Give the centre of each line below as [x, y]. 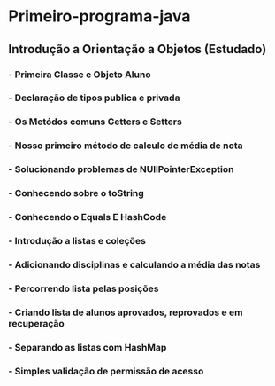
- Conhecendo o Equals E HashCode [88, 217]
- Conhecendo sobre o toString [76, 193]
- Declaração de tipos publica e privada [94, 98]
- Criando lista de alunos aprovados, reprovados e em [126, 312]
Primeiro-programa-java [99, 16]
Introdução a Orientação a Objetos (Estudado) [137, 49]
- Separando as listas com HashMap [88, 347]
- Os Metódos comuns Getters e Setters [95, 122]
